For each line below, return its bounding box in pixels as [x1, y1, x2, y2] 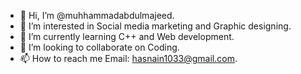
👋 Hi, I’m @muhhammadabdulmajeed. [19, 10, 175, 21]
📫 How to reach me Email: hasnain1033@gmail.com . [19, 53, 238, 64]
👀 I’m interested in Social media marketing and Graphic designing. [19, 20, 292, 32]
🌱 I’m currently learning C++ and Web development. [19, 31, 235, 42]
